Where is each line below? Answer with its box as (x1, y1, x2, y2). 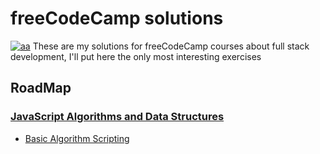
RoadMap (10, 80, 72, 97)
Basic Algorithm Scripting (24, 132, 130, 144)
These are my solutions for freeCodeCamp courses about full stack (32, 40, 310, 52)
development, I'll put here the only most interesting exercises (10, 50, 262, 62)
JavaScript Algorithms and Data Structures (10, 110, 225, 124)
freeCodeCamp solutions (10, 7, 224, 30)
